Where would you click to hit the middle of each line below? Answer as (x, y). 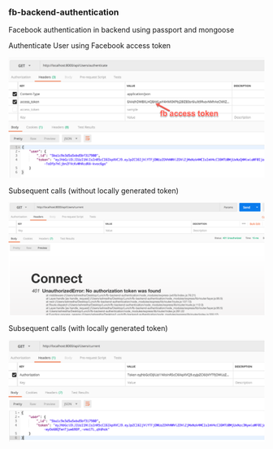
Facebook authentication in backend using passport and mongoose (121, 30)
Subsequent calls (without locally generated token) (93, 191)
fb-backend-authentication (64, 12)
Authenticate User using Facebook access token (90, 46)
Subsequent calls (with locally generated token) (88, 328)
